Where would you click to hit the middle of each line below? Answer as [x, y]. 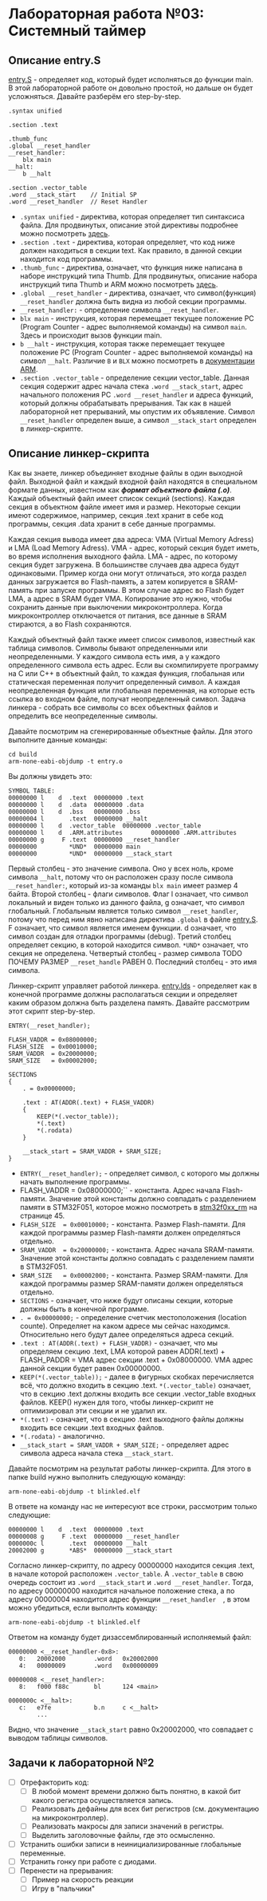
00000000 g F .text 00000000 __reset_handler [94, 840]
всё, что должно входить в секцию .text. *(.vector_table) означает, [135, 1385]
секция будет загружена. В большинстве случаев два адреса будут [124, 564]
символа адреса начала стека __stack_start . [96, 1452]
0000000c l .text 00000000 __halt [78, 1543]
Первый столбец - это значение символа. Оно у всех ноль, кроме [121, 868]
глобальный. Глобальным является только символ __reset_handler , [124, 911]
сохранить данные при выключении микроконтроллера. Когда [116, 607]
